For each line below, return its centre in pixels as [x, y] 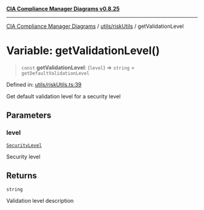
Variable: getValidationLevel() [83, 51]
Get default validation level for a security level [63, 96]
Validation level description [40, 201]
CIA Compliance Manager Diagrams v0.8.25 [63, 9]
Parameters [29, 116]
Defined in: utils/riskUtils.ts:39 [44, 84]
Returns [22, 176]
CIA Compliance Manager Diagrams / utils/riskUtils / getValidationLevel [95, 26]
